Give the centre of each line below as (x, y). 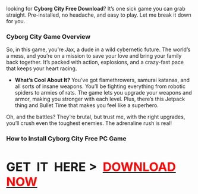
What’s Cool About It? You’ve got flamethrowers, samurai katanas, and (102, 80)
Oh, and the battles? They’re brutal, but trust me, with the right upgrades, (96, 117)
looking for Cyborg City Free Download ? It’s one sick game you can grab (96, 9)
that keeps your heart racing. (42, 68)
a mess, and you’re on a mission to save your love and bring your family (94, 56)
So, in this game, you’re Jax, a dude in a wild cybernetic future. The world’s (98, 49)
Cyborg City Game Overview (48, 36)
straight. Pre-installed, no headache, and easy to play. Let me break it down (99, 15)
